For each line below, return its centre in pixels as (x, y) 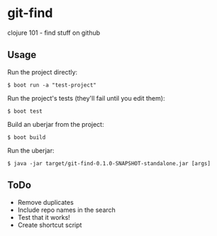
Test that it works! (44, 217)
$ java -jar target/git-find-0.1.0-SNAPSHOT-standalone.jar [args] (109, 163)
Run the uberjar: (31, 150)
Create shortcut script (50, 225)
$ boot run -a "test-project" (52, 85)
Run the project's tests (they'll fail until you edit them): (86, 98)
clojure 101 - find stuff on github (54, 33)
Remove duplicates (46, 202)
